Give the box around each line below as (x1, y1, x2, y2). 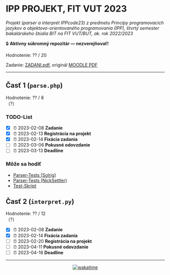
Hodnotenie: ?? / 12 (6, 211, 46, 217)
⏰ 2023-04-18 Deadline (13, 249, 64, 255)
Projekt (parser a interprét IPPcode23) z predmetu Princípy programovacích (6, 20, 164, 26)
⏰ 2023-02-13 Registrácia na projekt (13, 130, 91, 136)
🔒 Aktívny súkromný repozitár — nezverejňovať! (6, 40, 109, 46)
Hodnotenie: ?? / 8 (6, 94, 44, 101)
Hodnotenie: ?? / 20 (6, 52, 47, 58)
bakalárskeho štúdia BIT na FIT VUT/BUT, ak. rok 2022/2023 (6, 30, 133, 36)
